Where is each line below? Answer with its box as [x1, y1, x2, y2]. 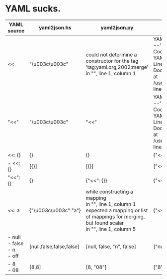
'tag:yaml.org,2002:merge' [85, 63, 149, 70]
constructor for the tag [85, 57, 139, 64]
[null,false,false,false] [29, 243, 80, 250]
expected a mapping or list [85, 207, 148, 214]
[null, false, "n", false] [85, 243, 137, 250]
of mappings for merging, [85, 213, 145, 220]
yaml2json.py [100, 24, 134, 31]
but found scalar [85, 219, 124, 226]
